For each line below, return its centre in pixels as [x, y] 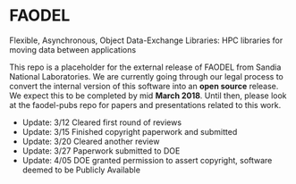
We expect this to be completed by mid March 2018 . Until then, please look [148, 96]
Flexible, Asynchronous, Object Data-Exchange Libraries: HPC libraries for [146, 40]
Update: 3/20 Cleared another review [91, 141]
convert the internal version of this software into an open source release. [144, 86]
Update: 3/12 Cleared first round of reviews [101, 122]
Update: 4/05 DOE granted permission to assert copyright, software [147, 160]
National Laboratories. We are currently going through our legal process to [146, 76]
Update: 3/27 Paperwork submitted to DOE [101, 151]
